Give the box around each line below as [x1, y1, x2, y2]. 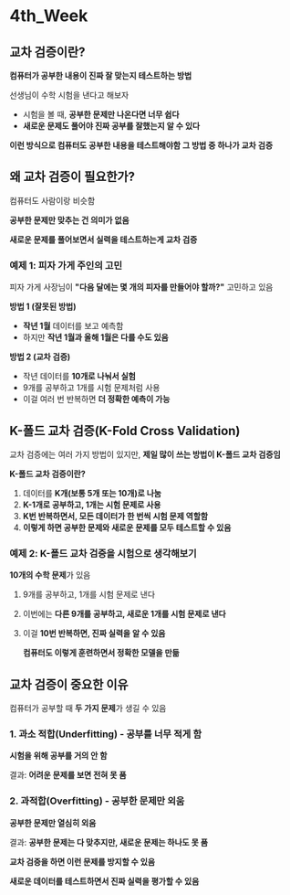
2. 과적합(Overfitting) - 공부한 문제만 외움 [9, 794, 185, 807]
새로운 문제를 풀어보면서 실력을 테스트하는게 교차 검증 [9, 234, 198, 245]
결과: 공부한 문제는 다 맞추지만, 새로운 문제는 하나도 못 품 [9, 836, 208, 847]
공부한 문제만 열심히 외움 [9, 817, 97, 828]
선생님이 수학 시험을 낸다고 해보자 [9, 90, 129, 101]
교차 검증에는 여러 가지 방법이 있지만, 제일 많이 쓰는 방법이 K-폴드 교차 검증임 [9, 449, 281, 460]
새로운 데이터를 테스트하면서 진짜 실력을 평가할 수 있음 [9, 875, 200, 887]
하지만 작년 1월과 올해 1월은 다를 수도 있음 [22, 332, 169, 343]
